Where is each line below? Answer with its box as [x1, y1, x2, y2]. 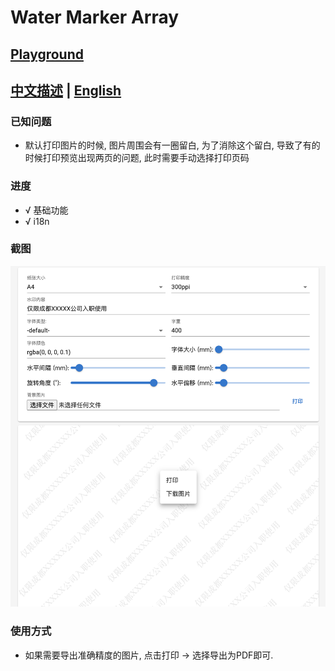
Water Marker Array [10, 6, 180, 29]
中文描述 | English [10, 82, 122, 99]
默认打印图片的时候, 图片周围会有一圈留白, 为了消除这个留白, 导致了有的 [24, 139, 321, 151]
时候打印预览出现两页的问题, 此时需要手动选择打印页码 [24, 152, 250, 164]
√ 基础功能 [24, 204, 69, 216]
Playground [10, 46, 84, 63]
